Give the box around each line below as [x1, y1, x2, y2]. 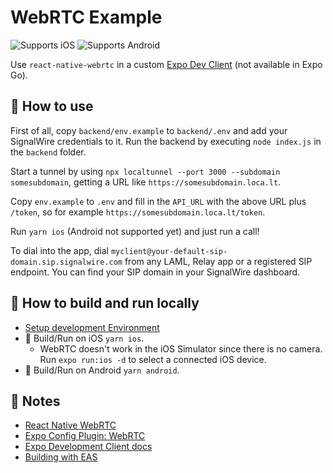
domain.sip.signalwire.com [10, 257, 123, 267]
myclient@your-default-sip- [110, 246, 228, 256]
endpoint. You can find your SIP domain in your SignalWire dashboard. [10, 266, 301, 278]
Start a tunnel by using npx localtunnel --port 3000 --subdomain [10, 165, 281, 177]
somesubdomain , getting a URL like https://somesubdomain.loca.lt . [10, 176, 282, 188]
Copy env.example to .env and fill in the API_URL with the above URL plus [10, 195, 307, 207]
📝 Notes [10, 392, 61, 410]
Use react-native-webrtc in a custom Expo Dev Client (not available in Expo [10, 58, 323, 70]
